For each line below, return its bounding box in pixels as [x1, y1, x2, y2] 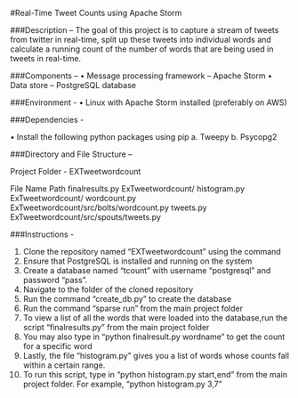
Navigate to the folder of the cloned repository [22, 284, 194, 295]
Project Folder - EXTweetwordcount [10, 167, 141, 176]
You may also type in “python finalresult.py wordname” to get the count [22, 331, 286, 342]
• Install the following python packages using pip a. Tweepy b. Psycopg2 [10, 132, 278, 142]
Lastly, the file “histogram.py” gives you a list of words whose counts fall [22, 351, 290, 361]
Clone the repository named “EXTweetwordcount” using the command [22, 247, 281, 256]
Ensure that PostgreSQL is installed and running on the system [22, 256, 253, 266]
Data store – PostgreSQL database [10, 80, 137, 90]
